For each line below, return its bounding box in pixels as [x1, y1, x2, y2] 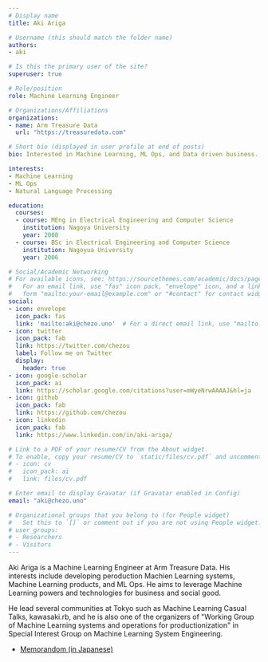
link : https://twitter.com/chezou [15, 342, 130, 350]
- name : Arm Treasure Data [8, 121, 98, 129]
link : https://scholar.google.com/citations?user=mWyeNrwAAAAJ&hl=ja [15, 386, 251, 395]
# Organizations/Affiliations [8, 106, 109, 114]
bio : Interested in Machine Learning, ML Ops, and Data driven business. [8, 151, 259, 159]
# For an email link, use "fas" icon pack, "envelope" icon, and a [8, 282, 245, 291]
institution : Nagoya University [22, 224, 130, 232]
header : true [22, 364, 66, 372]
